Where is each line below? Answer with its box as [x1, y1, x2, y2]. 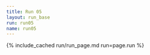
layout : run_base [6, 14, 50, 20]
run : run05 [6, 20, 34, 26]
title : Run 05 [6, 8, 43, 15]
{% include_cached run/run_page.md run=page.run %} [6, 42, 145, 49]
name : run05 [6, 25, 36, 32]
